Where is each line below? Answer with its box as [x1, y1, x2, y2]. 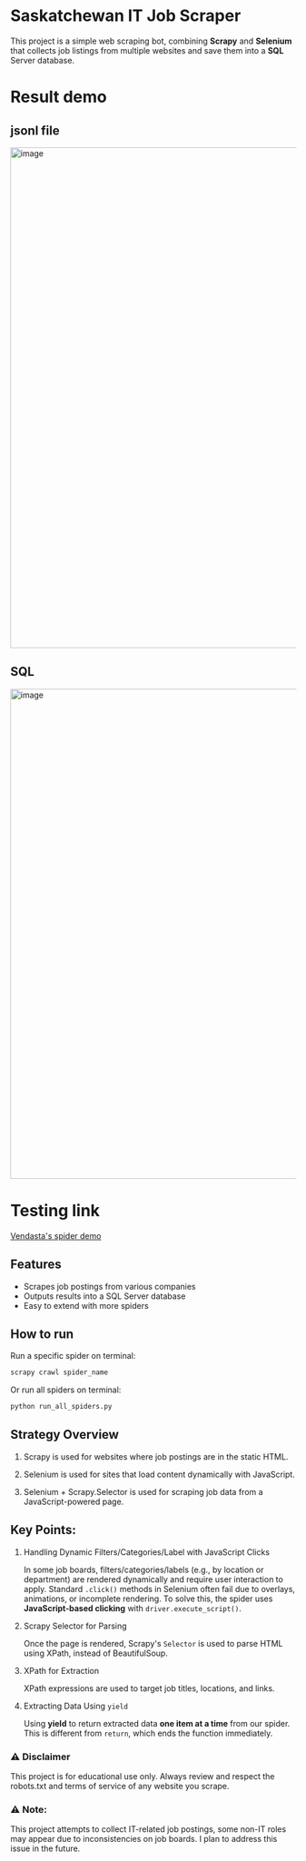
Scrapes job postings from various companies [23, 1281, 196, 1292]
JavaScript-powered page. [23, 1496, 124, 1507]
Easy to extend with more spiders [23, 1300, 149, 1311]
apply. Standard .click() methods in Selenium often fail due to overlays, [23, 1583, 296, 1594]
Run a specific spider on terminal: [10, 1351, 136, 1361]
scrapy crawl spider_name [10, 1368, 108, 1377]
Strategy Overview [10, 1427, 119, 1442]
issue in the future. [10, 1843, 81, 1854]
